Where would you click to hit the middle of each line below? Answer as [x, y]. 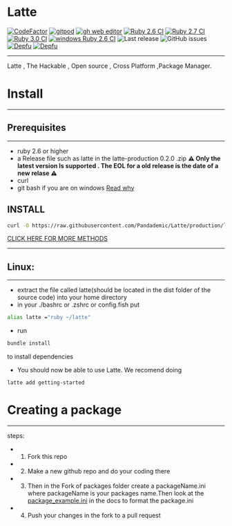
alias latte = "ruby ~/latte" [49, 318]
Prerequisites [37, 128]
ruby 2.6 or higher [43, 151]
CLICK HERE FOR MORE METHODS [58, 239]
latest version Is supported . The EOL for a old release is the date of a [118, 165]
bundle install [29, 343]
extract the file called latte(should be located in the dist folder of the [114, 290]
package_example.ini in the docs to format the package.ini [110, 500]
